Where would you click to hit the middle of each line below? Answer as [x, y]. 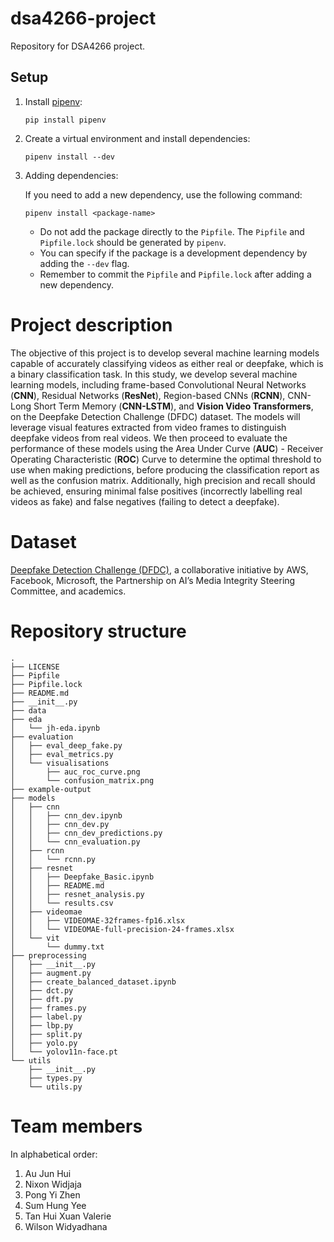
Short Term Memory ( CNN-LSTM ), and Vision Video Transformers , [173, 406]
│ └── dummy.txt [57, 947]
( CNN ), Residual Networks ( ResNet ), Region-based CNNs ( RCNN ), [148, 395]
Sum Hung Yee [55, 1205]
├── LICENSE [35, 667]
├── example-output [51, 789]
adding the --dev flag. [84, 263]
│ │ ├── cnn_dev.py [60, 824]
